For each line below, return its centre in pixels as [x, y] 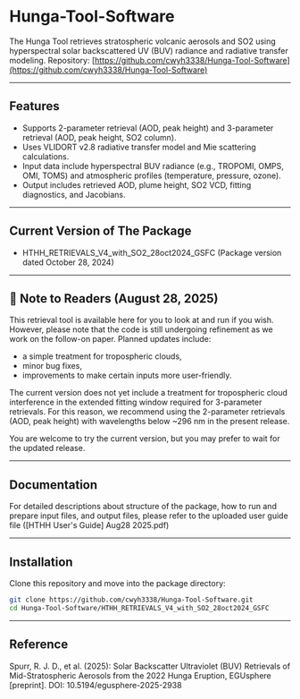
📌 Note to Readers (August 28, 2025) [114, 298]
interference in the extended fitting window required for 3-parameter [136, 402]
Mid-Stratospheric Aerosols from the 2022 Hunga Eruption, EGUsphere [140, 675]
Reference [39, 645]
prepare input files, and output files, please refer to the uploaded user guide [149, 516]
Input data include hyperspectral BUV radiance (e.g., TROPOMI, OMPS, [153, 166]
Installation [41, 562]
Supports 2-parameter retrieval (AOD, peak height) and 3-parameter [148, 128]
